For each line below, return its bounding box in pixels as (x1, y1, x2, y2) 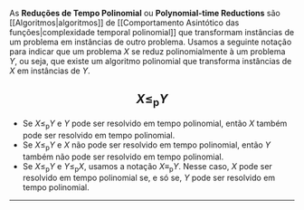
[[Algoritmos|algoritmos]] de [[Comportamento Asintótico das (9, 17, 240, 28)
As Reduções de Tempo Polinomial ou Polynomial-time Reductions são (9, 8, 280, 18)
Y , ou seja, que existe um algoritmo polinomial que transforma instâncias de (9, 56, 292, 66)
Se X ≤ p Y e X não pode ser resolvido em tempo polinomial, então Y (22, 139, 271, 152)
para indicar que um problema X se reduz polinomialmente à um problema (9, 46, 286, 57)
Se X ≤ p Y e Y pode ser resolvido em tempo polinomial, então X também (22, 118, 288, 130)
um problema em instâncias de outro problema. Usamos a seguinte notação (9, 36, 292, 47)
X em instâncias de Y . (9, 65, 90, 76)
